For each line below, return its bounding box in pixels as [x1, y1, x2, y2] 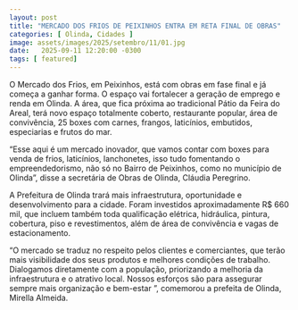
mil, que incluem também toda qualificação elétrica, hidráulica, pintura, [9, 209, 270, 219]
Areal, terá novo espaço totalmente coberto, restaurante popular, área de [9, 108, 278, 118]
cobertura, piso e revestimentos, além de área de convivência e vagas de [9, 218, 279, 229]
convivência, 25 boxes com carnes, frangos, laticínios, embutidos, [9, 117, 252, 128]
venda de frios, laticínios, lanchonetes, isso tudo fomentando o [9, 154, 241, 163]
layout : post [9, 13, 58, 22]
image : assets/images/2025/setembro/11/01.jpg [9, 38, 186, 47]
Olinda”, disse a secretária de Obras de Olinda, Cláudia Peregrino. [9, 172, 252, 183]
